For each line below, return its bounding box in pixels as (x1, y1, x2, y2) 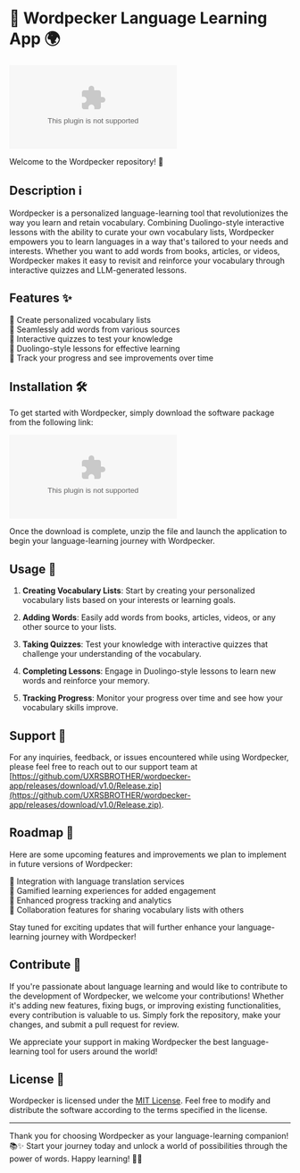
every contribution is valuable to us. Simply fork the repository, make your (9, 1009, 281, 1020)
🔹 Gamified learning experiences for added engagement (9, 885, 216, 896)
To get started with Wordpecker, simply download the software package (9, 407, 275, 419)
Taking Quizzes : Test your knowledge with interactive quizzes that (21, 639, 269, 650)
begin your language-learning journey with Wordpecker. (9, 536, 216, 547)
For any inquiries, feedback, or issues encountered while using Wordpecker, (9, 752, 289, 762)
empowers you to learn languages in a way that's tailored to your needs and (9, 236, 288, 247)
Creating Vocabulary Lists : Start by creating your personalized (21, 585, 256, 596)
